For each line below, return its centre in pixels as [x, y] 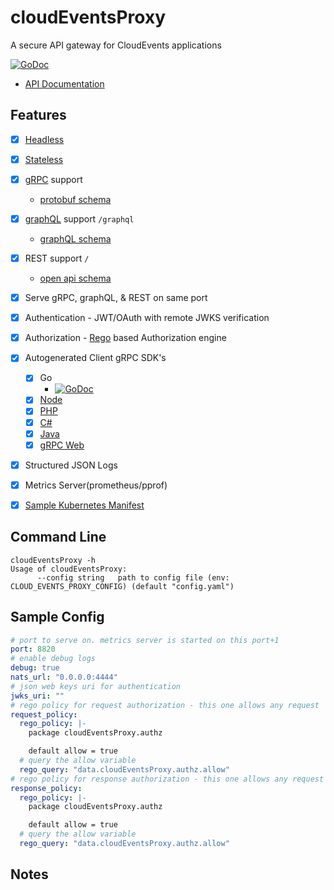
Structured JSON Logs [71, 465]
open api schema [75, 278]
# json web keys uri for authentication [96, 686]
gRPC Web [62, 445]
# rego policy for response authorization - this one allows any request [167, 779]
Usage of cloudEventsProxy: [69, 569]
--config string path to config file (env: [133, 577]
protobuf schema [75, 199]
